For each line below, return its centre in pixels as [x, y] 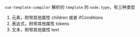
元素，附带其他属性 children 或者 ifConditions [57, 18]
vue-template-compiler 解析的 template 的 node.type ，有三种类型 [70, 7]
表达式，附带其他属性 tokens [40, 24]
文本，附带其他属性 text [35, 30]
